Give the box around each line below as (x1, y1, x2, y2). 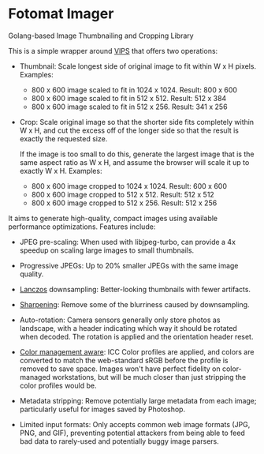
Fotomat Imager (8, 5, 114, 23)
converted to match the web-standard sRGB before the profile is (19, 355, 229, 365)
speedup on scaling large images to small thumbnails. (19, 246, 195, 255)
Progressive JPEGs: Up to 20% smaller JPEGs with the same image (19, 261, 239, 270)
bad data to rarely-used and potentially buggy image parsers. (19, 436, 219, 446)
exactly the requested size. (19, 133, 108, 143)
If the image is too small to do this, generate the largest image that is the (19, 149, 255, 159)
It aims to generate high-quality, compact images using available (8, 213, 218, 223)
